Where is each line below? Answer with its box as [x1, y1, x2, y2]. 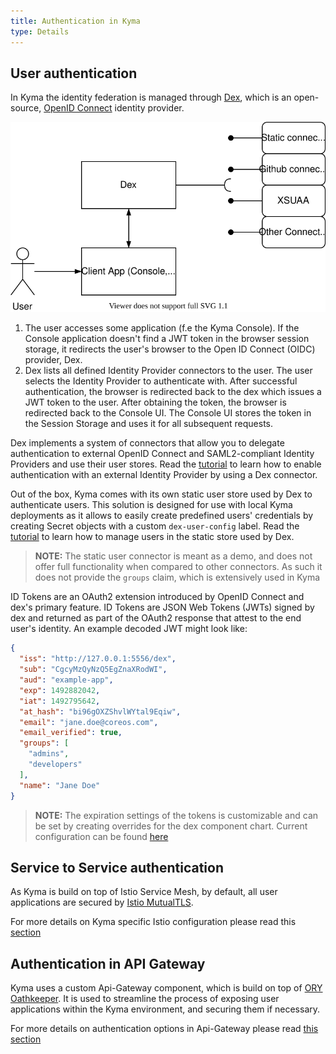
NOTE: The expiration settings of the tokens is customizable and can [34, 809, 319, 821]
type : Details [10, 26, 70, 37]
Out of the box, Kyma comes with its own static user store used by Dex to [10, 488, 313, 500]
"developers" [28, 760, 83, 770]
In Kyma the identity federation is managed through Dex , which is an [10, 91, 292, 104]
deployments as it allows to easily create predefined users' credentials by [10, 510, 314, 522]
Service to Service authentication [10, 859, 224, 876]
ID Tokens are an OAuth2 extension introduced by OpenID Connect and [10, 591, 305, 603]
